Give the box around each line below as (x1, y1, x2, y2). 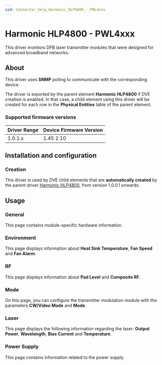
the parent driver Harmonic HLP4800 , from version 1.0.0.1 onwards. (5, 182, 140, 188)
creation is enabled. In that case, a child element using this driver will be (5, 96, 150, 103)
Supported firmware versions (5, 114, 76, 121)
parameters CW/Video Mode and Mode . (5, 302, 87, 308)
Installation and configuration (5, 151, 97, 160)
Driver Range (7, 127, 39, 133)
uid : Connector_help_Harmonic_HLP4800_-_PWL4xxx (5, 7, 106, 12)
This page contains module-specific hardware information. (5, 222, 123, 228)
